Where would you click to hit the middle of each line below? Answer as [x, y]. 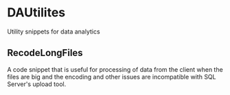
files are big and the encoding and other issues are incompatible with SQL [112, 77]
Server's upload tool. [37, 84]
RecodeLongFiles [45, 53]
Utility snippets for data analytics [54, 31]
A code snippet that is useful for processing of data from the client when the [115, 69]
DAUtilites [36, 13]
